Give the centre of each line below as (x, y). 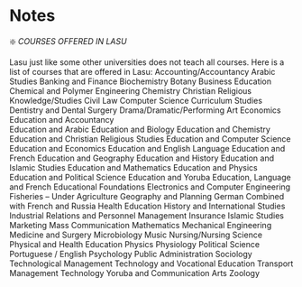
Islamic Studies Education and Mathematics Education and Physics (134, 167)
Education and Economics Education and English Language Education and (147, 148)
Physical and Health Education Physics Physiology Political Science (134, 244)
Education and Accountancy (62, 119)
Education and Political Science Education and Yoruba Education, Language (150, 177)
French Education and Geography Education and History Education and (142, 158)
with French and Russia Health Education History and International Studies (147, 206)
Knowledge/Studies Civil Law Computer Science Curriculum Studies (136, 100)
